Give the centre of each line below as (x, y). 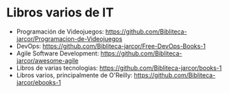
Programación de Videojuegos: (60, 31)
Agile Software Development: (58, 53)
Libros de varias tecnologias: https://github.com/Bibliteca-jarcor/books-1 (119, 68)
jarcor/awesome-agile (47, 60)
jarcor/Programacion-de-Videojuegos (69, 38)
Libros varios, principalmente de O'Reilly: (74, 75)
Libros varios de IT (60, 13)
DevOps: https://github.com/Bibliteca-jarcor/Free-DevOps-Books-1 (111, 46)
